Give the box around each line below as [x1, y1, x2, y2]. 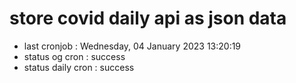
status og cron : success [23, 50, 126, 62]
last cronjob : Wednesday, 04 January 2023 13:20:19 [23, 40, 242, 52]
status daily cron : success [23, 61, 135, 73]
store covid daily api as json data [9, 7, 287, 30]
